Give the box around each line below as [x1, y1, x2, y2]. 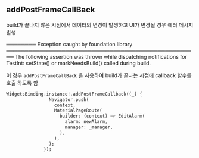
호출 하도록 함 [6, 79, 39, 86]
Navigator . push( [48, 96, 89, 103]
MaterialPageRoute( [54, 108, 102, 113]
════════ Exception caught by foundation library [6, 40, 133, 48]
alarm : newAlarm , [64, 119, 108, 125]
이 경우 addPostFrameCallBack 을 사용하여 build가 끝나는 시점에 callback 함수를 [6, 71, 192, 79]
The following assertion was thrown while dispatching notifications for [14, 53, 188, 60]
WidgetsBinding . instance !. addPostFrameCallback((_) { [6, 91, 143, 97]
